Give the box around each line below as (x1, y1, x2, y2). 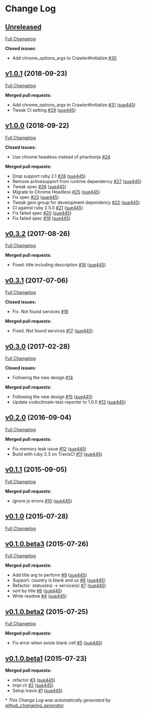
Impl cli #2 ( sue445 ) (12, 682, 54, 688)
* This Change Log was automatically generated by (5, 697, 111, 703)
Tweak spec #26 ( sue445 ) (12, 183, 67, 189)
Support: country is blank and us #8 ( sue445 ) (12, 577, 106, 583)
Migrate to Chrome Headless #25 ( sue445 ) (12, 189, 100, 195)
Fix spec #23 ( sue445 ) (12, 194, 59, 200)
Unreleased (5, 23, 42, 31)
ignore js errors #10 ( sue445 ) (12, 498, 72, 504)
